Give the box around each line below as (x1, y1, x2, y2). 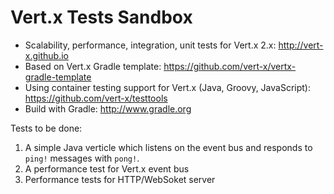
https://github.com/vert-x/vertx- (163, 60, 297, 72)
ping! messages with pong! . (24, 152, 140, 164)
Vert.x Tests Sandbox (10, 6, 193, 29)
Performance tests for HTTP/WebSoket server (24, 173, 216, 185)
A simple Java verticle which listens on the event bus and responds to (24, 141, 313, 153)
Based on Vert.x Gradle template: (24, 60, 162, 72)
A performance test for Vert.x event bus (24, 162, 190, 175)
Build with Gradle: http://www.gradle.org (24, 102, 192, 115)
